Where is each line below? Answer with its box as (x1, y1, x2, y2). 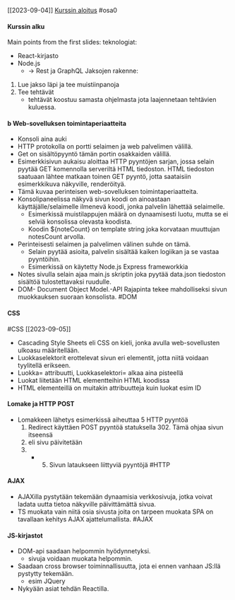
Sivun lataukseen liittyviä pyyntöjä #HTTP (49, 460, 171, 469)
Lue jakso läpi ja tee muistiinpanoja (17, 81, 120, 89)
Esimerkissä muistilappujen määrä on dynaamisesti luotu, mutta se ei (28, 210, 229, 219)
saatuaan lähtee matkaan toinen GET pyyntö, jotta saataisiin (17, 173, 192, 181)
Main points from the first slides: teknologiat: (7, 38, 138, 47)
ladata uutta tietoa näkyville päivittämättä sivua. (17, 500, 157, 509)
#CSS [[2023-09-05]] (7, 325, 71, 333)
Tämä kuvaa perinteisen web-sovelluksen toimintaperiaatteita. (17, 187, 199, 196)
